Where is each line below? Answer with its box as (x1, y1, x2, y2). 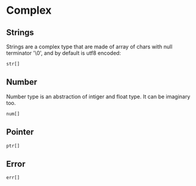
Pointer (6, 127, 34, 137)
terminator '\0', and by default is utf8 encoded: (6, 49, 121, 57)
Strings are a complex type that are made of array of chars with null (6, 43, 173, 50)
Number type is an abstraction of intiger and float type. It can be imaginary (6, 93, 191, 100)
